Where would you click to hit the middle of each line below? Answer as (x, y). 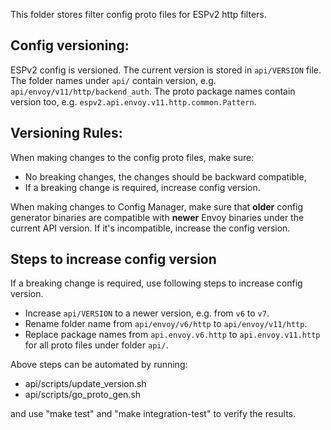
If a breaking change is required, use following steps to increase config (156, 283)
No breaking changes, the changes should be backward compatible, (165, 176)
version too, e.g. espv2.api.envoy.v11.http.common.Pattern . (133, 101)
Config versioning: (70, 45)
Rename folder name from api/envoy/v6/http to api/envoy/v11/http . (166, 324)
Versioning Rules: (66, 133)
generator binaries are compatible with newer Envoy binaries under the (157, 217)
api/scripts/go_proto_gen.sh (83, 395)
